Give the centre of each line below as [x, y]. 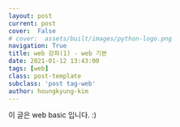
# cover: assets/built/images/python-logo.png [90, 38]
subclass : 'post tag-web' [52, 83]
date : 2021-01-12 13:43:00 [54, 61]
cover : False [32, 31]
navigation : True [38, 46]
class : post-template [45, 76]
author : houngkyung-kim [49, 91]
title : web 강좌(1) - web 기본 [58, 53]
